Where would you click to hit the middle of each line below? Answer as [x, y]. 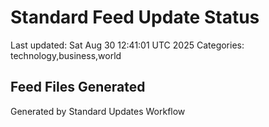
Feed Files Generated [78, 87]
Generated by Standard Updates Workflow [98, 111]
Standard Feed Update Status [135, 17]
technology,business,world [66, 55]
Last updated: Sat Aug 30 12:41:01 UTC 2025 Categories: [127, 45]
